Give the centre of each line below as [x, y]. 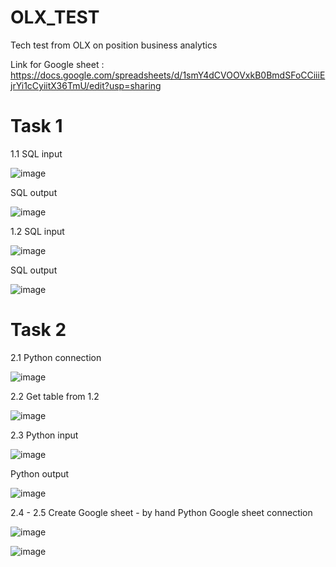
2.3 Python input [44, 435]
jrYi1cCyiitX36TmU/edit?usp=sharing [86, 85]
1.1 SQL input [36, 153]
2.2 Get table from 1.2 [55, 396]
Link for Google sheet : [57, 64]
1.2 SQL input [37, 231]
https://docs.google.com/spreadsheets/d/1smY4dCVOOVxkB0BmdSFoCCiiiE [168, 75]
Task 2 [38, 330]
